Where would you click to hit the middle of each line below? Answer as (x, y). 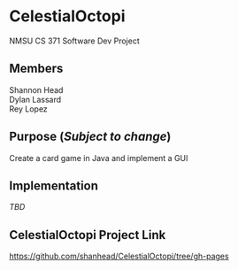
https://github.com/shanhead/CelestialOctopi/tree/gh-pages (119, 256)
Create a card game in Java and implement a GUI (99, 158)
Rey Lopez (29, 109)
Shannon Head (36, 89)
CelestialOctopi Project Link (88, 235)
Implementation (54, 185)
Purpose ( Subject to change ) (90, 137)
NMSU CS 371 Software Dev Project (74, 41)
